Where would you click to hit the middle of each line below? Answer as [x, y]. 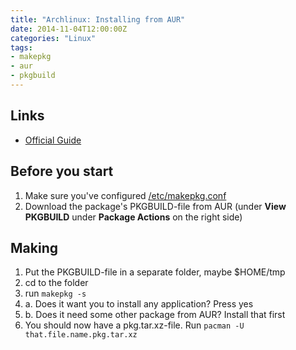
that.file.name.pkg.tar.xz [81, 335]
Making [34, 247]
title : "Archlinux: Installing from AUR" [98, 19]
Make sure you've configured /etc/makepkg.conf [125, 195]
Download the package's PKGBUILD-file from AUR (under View [155, 206]
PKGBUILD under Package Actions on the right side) [133, 217]
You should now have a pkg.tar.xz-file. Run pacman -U [134, 325]
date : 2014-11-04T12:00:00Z [69, 29]
